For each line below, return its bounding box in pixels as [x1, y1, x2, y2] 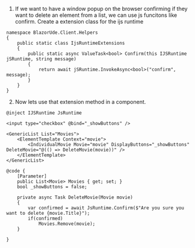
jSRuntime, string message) [6, 56, 77, 62]
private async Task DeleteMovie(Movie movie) [17, 194, 134, 200]
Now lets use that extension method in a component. [14, 98, 146, 105]
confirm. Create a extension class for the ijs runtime [14, 18, 144, 25]
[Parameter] [17, 173, 47, 179]
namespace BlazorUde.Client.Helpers [6, 30, 98, 36]
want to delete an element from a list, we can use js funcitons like [14, 11, 178, 19]
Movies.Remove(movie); [38, 221, 96, 227]
